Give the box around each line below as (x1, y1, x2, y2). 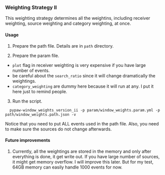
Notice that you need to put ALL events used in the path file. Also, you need (5, 120, 159, 126)
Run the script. (12, 98, 42, 104)
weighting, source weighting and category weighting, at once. (5, 20, 131, 26)
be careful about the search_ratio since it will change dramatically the (12, 72, 156, 78)
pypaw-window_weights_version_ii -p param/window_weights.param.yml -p (9, 108, 161, 113)
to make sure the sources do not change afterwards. (5, 126, 112, 132)
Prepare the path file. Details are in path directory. (12, 43, 114, 49)
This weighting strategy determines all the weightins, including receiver (5, 15, 151, 21)
